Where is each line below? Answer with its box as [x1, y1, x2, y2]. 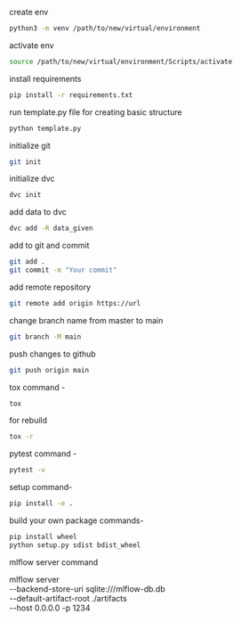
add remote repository [9, 282, 92, 292]
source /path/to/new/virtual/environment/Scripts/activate [9, 57, 233, 66]
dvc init [9, 191, 42, 200]
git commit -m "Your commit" [9, 266, 117, 274]
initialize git [9, 140, 51, 151]
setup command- [9, 482, 73, 493]
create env [9, 7, 49, 17]
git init [9, 157, 42, 167]
